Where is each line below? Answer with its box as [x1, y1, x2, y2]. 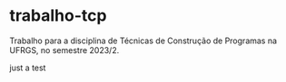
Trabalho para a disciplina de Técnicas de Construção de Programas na [9, 35, 278, 46]
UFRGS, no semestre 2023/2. [9, 44, 120, 55]
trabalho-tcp [9, 5, 107, 26]
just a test [9, 62, 46, 73]
